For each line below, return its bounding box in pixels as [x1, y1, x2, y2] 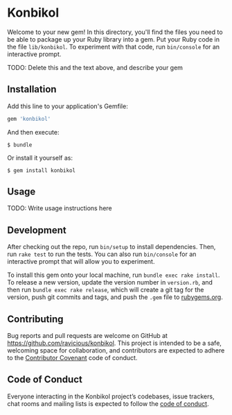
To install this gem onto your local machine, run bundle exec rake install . [7, 271, 220, 279]
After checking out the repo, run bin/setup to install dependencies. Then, [7, 243, 216, 251]
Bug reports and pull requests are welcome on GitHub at [7, 332, 168, 340]
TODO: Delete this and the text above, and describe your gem [7, 63, 184, 71]
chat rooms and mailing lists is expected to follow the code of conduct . [7, 399, 209, 407]
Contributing [7, 313, 64, 325]
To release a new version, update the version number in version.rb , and [7, 278, 213, 287]
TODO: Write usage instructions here [7, 204, 112, 212]
